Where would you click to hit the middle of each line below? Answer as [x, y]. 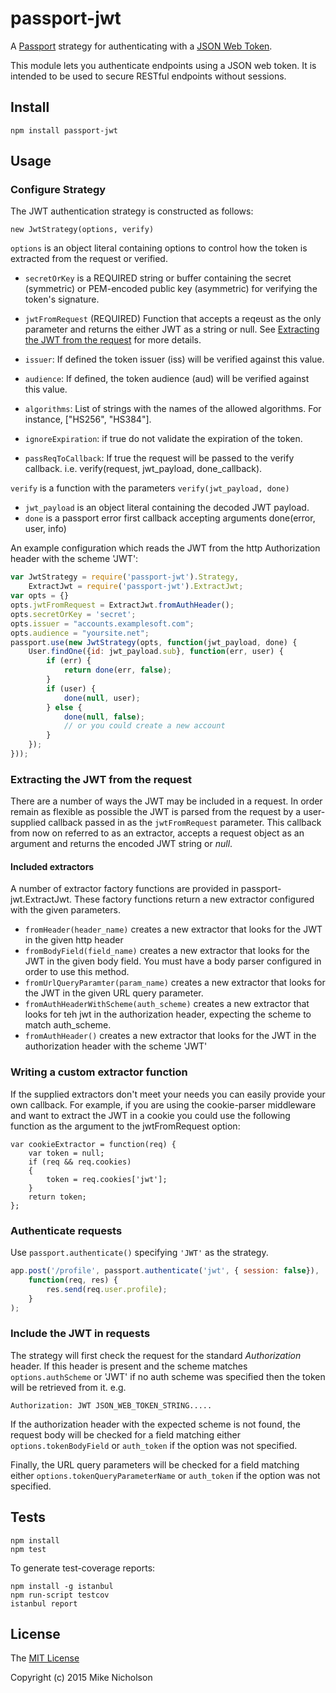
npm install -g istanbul [62, 1586]
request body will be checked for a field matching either [125, 1434]
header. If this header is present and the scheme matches [129, 1366]
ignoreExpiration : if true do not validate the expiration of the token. [163, 439]
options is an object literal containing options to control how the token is [159, 248]
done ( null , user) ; [102, 698]
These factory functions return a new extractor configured [194, 899]
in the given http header [74, 940]
